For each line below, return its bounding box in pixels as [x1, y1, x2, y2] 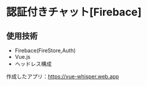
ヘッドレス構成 [14, 60, 52, 67]
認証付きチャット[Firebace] [6, 5, 142, 19]
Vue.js [14, 53, 31, 60]
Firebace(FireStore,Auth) [14, 47, 76, 54]
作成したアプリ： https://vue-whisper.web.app [6, 73, 119, 80]
